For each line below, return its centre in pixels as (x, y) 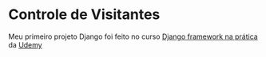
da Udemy (25, 44)
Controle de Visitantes (84, 15)
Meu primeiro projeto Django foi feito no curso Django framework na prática (133, 36)
